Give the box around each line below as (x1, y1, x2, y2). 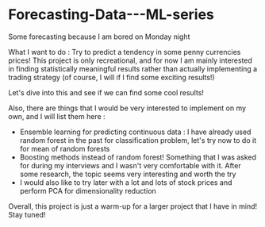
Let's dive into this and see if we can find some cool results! (8, 87, 205, 97)
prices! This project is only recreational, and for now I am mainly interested (8, 56, 252, 65)
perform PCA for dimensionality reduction (19, 186, 156, 195)
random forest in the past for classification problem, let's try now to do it (19, 135, 256, 144)
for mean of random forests (19, 144, 110, 153)
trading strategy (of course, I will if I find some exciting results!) (8, 72, 216, 82)
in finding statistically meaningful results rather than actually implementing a (8, 63, 258, 73)
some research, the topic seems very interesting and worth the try (19, 169, 236, 179)
